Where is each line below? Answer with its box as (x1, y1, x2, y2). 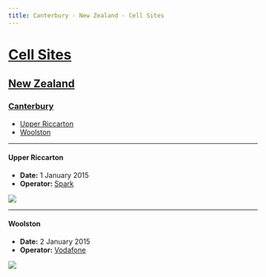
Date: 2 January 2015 (19, 237, 91, 246)
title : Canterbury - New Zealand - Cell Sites (8, 11, 165, 20)
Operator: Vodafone (19, 245, 86, 254)
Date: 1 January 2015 (19, 170, 89, 180)
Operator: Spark (19, 179, 74, 188)
